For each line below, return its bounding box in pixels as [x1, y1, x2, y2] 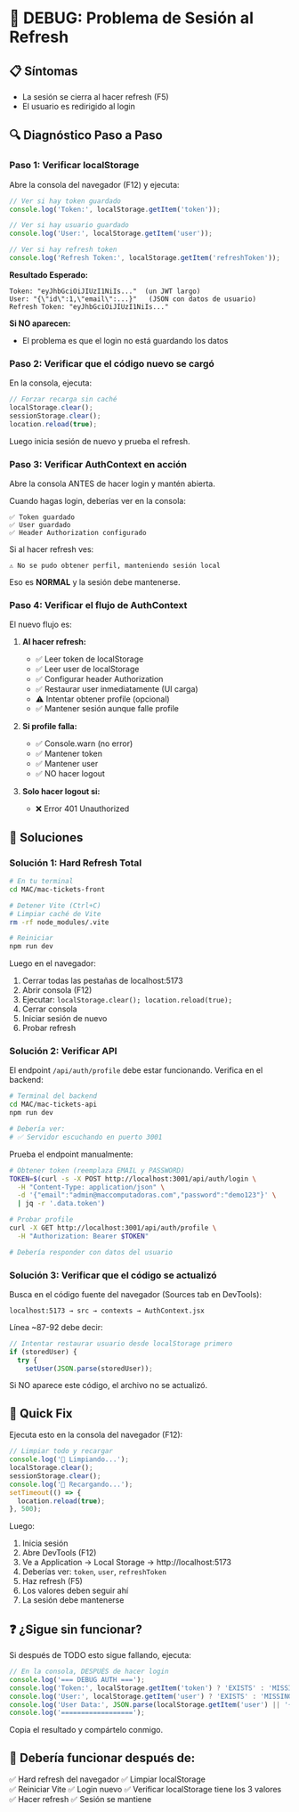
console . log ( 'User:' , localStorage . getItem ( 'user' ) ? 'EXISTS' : [9, 1692, 257, 1701]
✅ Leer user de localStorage [35, 663, 140, 675]
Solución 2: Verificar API [9, 1045, 117, 1058]
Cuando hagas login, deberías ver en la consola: [9, 496, 187, 507]
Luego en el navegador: [9, 958, 96, 969]
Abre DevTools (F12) [21, 1548, 97, 1558]
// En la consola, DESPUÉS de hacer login [9, 1667, 169, 1677]
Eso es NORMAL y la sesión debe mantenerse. [9, 577, 181, 588]
